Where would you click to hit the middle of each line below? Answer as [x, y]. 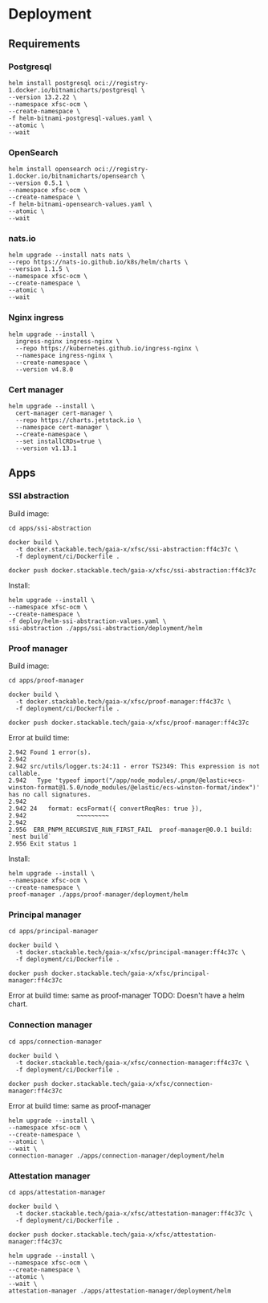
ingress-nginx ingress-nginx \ [68, 341]
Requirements [44, 44]
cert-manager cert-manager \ [64, 414]
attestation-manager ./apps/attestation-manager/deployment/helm [120, 1291]
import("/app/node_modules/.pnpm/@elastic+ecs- [165, 781]
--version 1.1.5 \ [39, 269]
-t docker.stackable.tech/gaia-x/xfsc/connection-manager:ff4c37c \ [132, 1063]
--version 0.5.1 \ [39, 183]
